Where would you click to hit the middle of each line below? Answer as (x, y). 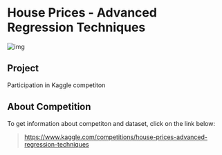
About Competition (49, 107)
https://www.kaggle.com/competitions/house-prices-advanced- (116, 137)
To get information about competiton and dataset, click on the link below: (111, 123)
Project (23, 68)
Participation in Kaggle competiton (56, 85)
